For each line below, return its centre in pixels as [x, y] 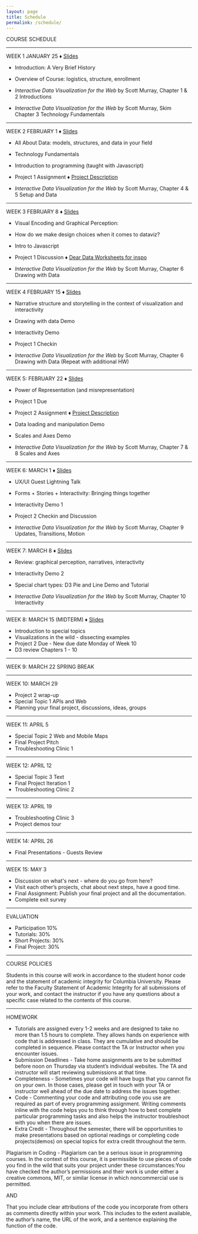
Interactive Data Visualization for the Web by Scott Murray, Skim [93, 108]
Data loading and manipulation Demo [60, 425]
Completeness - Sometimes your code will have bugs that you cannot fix [103, 1079]
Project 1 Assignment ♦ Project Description [66, 177]
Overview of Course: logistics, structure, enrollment [77, 79]
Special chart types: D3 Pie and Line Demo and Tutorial [82, 585]
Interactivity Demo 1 [39, 505]
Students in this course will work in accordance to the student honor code [96, 975]
